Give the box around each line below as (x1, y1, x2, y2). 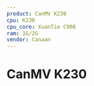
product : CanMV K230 (6, 10, 67, 17)
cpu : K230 (6, 17, 36, 24)
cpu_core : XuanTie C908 (6, 23, 76, 30)
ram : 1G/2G (6, 29, 39, 37)
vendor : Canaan (6, 36, 51, 43)
